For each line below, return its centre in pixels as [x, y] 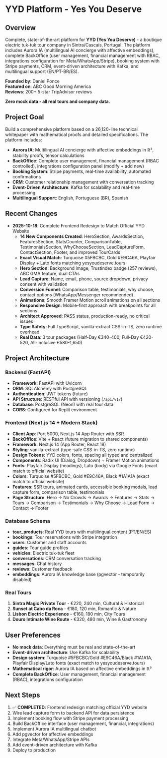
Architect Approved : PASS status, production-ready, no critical [85, 316]
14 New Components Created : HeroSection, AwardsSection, [82, 236]
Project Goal [25, 117]
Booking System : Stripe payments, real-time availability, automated [82, 171]
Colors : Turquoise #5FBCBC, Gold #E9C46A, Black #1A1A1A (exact [81, 476]
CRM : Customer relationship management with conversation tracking [83, 182]
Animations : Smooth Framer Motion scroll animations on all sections [90, 300]
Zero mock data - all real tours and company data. [58, 101]
